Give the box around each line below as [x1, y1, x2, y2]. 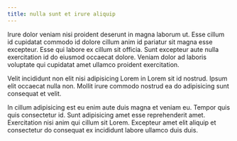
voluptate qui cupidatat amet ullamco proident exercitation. [7, 60, 180, 68]
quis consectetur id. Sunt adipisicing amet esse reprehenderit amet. [7, 110, 206, 119]
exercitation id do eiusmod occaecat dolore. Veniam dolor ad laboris [7, 53, 207, 61]
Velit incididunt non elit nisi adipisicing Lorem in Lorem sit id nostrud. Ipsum [7, 74, 228, 83]
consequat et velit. [7, 89, 62, 98]
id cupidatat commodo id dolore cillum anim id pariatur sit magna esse [7, 37, 213, 46]
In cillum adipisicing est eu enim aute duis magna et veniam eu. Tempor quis [7, 103, 231, 111]
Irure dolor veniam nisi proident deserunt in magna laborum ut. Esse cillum [7, 30, 225, 38]
